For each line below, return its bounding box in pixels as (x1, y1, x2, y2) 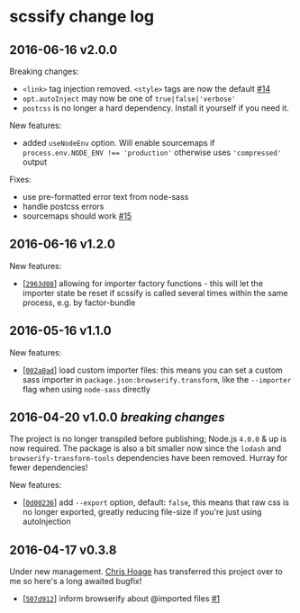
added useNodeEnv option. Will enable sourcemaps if (22, 138, 215, 148)
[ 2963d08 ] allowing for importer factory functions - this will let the (22, 277, 264, 289)
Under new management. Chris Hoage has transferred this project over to (9, 566, 284, 577)
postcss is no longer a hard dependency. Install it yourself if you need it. (22, 103, 290, 113)
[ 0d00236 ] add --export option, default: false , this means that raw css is (22, 497, 290, 508)
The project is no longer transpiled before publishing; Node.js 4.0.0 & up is (9, 434, 287, 445)
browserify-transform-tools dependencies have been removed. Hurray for (9, 453, 288, 464)
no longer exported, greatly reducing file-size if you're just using (22, 507, 262, 518)
